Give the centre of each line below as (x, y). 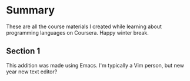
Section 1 (23, 51)
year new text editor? (32, 72)
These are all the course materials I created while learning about (84, 26)
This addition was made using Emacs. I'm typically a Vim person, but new (95, 65)
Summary (30, 10)
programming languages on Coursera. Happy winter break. (77, 32)
